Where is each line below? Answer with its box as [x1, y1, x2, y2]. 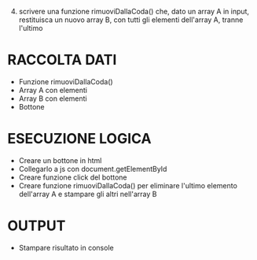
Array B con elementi [18, 94, 87, 103]
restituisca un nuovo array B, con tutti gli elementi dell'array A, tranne [18, 15, 244, 24]
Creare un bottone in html [18, 155, 102, 165]
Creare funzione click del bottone [18, 173, 127, 182]
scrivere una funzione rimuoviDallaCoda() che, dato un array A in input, [18, 7, 249, 16]
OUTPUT [7, 217, 66, 235]
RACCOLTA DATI [7, 51, 117, 69]
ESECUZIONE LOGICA [7, 130, 152, 148]
